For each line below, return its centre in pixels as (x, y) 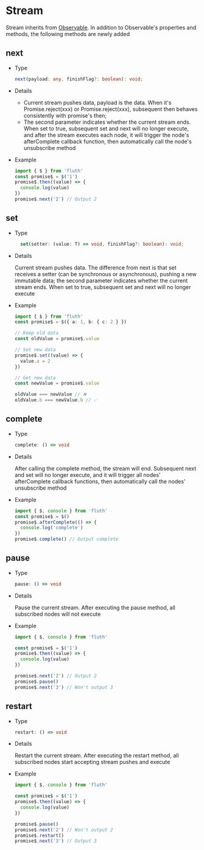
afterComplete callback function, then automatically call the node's (108, 141)
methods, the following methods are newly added (68, 34)
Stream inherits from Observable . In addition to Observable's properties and (101, 27)
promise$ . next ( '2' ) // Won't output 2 (64, 830)
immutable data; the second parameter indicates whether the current (101, 280)
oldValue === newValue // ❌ (50, 395)
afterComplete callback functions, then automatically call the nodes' (100, 481)
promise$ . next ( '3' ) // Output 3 (55, 841)
